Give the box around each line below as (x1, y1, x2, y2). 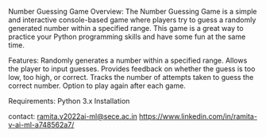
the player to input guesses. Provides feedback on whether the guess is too (8, 64, 256, 74)
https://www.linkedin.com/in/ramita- (138, 112, 258, 121)
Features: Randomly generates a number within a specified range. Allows (8, 55, 248, 65)
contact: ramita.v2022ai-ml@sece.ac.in (8, 112, 137, 121)
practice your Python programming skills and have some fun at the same (8, 32, 246, 41)
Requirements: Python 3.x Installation (8, 97, 130, 105)
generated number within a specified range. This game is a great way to (8, 24, 244, 32)
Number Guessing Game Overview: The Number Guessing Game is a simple (8, 7, 257, 16)
